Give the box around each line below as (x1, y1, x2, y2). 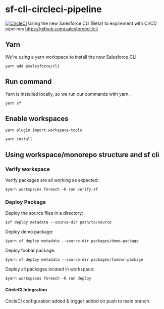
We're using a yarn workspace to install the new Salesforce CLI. (5, 54, 138, 60)
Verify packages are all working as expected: (5, 177, 99, 183)
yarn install (5, 137, 33, 142)
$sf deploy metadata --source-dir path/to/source (5, 220, 112, 225)
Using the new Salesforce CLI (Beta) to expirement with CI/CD (28, 20, 157, 26)
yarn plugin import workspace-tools (5, 128, 82, 133)
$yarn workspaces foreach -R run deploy (5, 276, 92, 281)
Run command (5, 78, 52, 86)
